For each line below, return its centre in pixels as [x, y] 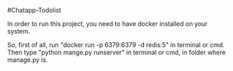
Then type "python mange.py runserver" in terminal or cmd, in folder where [116, 52]
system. [19, 31]
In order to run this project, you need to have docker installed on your [108, 24]
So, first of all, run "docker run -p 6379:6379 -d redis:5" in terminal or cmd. [116, 45]
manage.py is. [27, 60]
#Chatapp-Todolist [34, 10]
